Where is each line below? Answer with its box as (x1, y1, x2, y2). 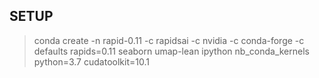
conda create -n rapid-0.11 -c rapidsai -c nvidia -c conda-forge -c (33, 34, 305, 46)
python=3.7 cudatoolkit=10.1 (33, 55, 150, 68)
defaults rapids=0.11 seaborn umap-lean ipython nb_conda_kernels (33, 45, 310, 57)
